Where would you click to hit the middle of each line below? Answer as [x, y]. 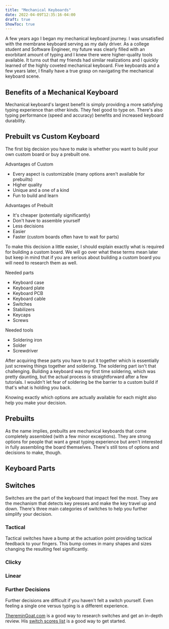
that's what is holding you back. [38, 387]
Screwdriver [25, 350]
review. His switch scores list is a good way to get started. [66, 621]
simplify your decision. [29, 514]
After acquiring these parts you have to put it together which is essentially [82, 360]
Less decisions [28, 226]
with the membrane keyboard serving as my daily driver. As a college [77, 44]
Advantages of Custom [29, 164]
